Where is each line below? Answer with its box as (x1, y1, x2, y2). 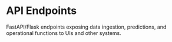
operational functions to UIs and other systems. (6, 29, 122, 36)
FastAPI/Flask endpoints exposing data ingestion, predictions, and (6, 23, 167, 30)
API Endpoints (6, 4, 77, 17)
